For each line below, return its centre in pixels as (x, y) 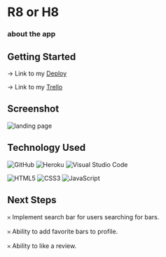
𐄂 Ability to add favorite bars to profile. (63, 232)
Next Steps (32, 200)
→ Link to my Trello (35, 87)
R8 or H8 (33, 12)
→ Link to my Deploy (37, 73)
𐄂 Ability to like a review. (42, 246)
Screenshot (33, 109)
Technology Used (47, 148)
